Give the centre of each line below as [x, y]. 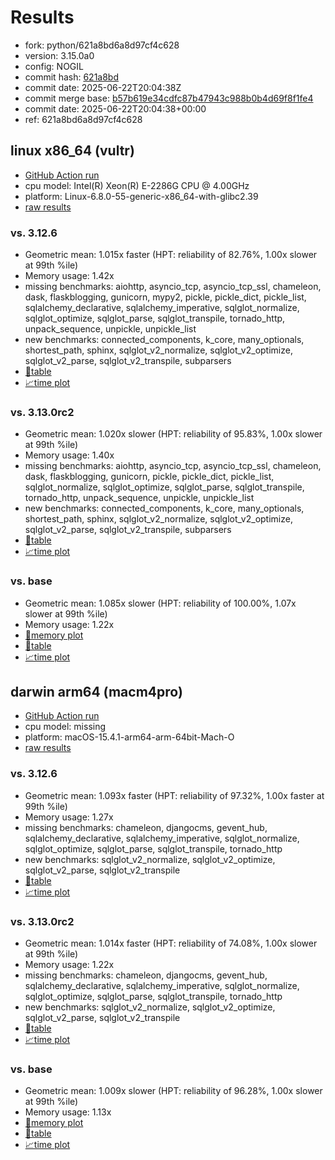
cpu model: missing [65, 727]
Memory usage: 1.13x [68, 1112]
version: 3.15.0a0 [59, 55]
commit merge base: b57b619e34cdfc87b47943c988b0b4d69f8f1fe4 [169, 98]
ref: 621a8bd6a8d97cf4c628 [83, 119]
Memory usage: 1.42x [69, 276]
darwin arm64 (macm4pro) [96, 692]
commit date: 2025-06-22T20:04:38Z [103, 87]
